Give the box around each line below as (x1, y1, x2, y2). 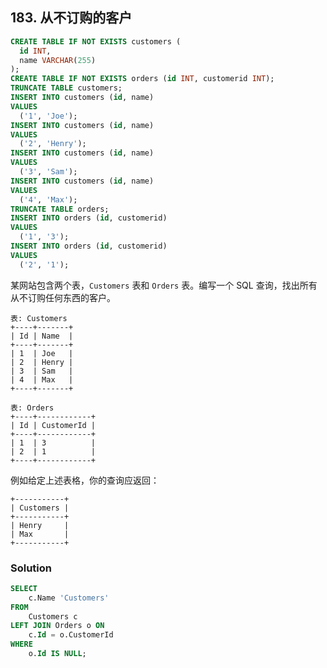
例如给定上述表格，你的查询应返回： (10, 474, 160, 486)
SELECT (10, 583, 38, 593)
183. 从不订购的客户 (10, 9, 133, 27)
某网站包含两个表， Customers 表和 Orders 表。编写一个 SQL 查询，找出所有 (10, 279, 318, 291)
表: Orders (10, 403, 55, 413)
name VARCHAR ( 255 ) (19, 55, 97, 65)
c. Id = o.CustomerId (28, 630, 114, 640)
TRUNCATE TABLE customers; (10, 83, 123, 93)
